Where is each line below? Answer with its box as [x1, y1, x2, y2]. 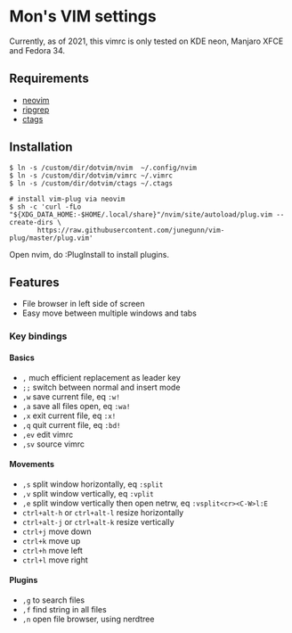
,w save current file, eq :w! [21, 390, 120, 402]
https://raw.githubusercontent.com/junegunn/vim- [36, 226, 225, 234]
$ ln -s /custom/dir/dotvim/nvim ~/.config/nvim [9, 163, 198, 172]
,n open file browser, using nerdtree [21, 613, 155, 624]
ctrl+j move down [21, 526, 92, 537]
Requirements [9, 71, 89, 86]
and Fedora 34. [9, 45, 65, 55]
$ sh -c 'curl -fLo [9, 202, 82, 211]
